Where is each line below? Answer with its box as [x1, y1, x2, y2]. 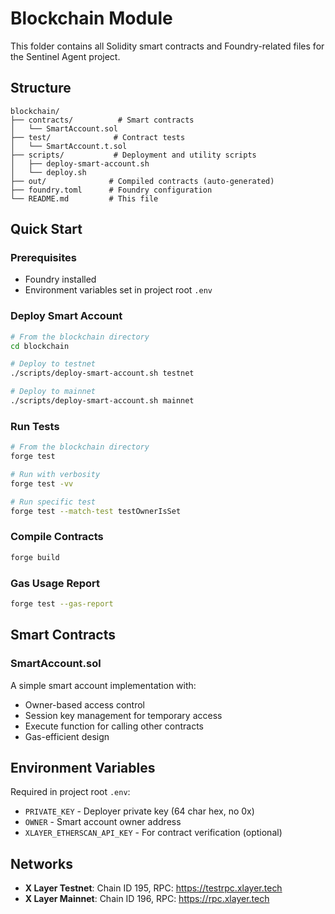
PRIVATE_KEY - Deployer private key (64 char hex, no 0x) [24, 805, 255, 817]
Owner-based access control [24, 698, 145, 711]
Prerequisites [10, 251, 77, 265]
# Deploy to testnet [10, 359, 97, 369]
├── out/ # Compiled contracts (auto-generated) [10, 176, 275, 186]
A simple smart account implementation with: [10, 679, 197, 691]
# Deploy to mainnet [10, 387, 97, 397]
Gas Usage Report [10, 576, 101, 590]
